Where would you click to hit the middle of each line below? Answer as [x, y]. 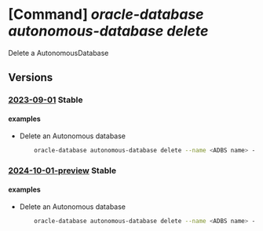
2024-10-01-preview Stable [62, 170]
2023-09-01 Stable [46, 100]
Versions [31, 77]
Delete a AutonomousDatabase [58, 53]
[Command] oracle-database [106, 15]
